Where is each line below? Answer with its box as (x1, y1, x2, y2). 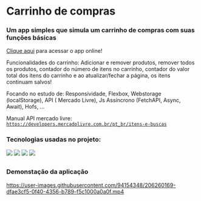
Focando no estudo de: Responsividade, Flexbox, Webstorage (6, 90, 162, 98)
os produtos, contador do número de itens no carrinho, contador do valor (6, 66, 190, 73)
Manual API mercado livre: (6, 115, 72, 122)
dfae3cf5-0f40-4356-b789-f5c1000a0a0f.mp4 (6, 188, 124, 195)
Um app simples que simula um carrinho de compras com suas (6, 26, 196, 35)
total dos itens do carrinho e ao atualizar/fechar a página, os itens (6, 72, 171, 80)
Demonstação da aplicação (6, 168, 89, 176)
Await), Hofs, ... (6, 103, 45, 111)
